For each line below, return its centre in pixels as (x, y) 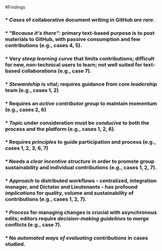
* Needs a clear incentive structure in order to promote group (80, 161)
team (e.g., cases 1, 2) (32, 90)
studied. (15, 244)
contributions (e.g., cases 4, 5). (44, 45)
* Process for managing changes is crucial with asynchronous (81, 213)
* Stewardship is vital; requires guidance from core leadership (81, 84)
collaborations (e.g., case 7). (57, 71)
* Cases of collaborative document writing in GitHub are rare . (80, 20)
